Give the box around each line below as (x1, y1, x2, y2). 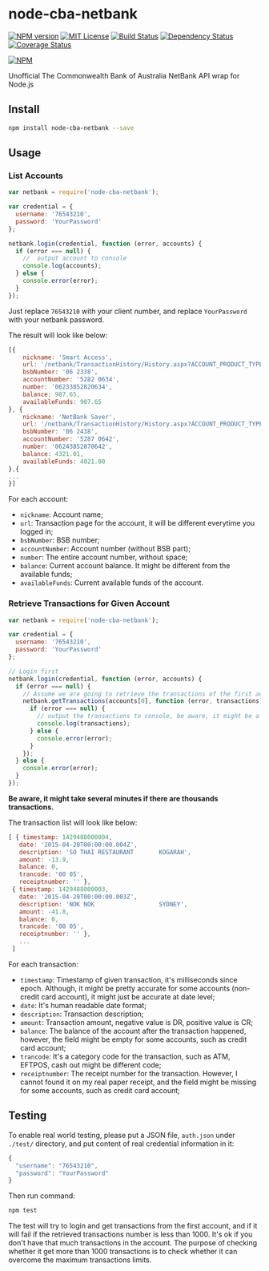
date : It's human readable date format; (19, 1000, 147, 1010)
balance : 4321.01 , (22, 450, 84, 458)
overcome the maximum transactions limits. (8, 1255, 152, 1265)
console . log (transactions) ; (37, 720, 130, 728)
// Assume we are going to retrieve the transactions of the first (22, 690, 252, 698)
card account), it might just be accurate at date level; (41, 991, 215, 1002)
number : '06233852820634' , (22, 383, 113, 391)
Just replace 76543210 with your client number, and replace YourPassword (8, 306, 247, 316)
